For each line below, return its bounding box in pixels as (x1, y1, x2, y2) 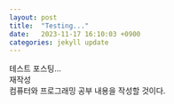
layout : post (9, 12, 58, 22)
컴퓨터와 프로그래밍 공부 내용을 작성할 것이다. (9, 85, 166, 96)
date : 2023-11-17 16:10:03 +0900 (9, 29, 141, 38)
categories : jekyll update (9, 37, 109, 47)
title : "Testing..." (9, 21, 90, 30)
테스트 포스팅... (9, 63, 62, 74)
